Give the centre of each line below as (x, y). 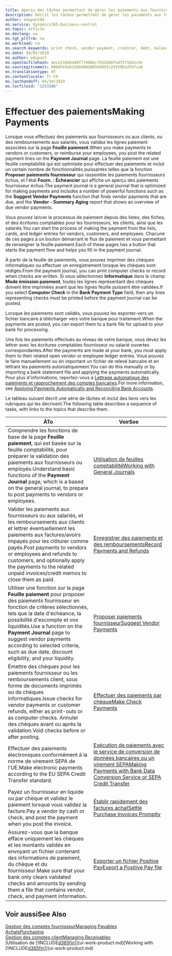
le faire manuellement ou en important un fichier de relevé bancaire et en (82, 361)
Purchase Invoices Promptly (127, 814)
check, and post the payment (43, 817)
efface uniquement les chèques (46, 838)
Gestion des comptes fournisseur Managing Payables (61, 926)
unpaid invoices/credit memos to (47, 573)
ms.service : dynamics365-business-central (51, 24)
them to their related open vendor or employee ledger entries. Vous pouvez (85, 356)
